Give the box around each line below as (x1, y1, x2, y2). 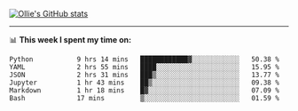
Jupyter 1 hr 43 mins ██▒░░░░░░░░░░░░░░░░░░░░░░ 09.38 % (9, 78, 279, 87)
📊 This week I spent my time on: (9, 35, 131, 44)
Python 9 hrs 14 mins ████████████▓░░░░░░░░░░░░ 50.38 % (9, 55, 279, 64)
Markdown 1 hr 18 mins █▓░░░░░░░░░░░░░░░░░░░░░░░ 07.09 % (9, 86, 279, 95)
